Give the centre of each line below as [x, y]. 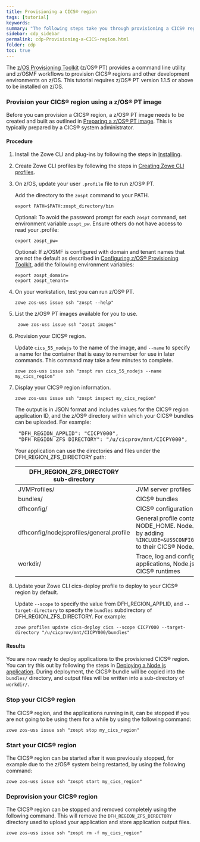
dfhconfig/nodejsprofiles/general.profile [74, 533]
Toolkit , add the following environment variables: [74, 265]
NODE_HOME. [156, 526]
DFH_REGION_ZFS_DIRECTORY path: [60, 457]
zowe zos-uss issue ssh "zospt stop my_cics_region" [73, 730]
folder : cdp [21, 45]
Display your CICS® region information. [63, 387]
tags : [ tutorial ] [28, 17]
